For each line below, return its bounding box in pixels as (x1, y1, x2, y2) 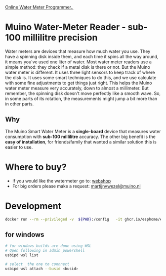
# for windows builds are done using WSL (5, 243, 92, 249)
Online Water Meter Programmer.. (5, 4, 74, 10)
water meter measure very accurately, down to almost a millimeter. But (5, 85, 149, 91)
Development (5, 200, 62, 212)
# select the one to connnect (5, 262, 70, 267)
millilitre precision (22, 32, 98, 44)
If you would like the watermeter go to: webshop (12, 178, 111, 184)
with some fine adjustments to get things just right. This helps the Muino (5, 80, 152, 86)
